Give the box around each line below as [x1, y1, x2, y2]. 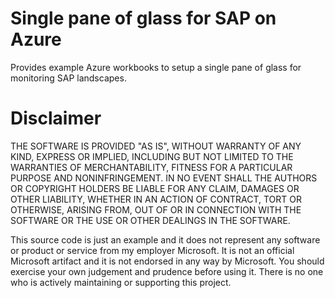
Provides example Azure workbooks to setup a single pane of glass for [10, 61, 302, 73]
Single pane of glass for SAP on [10, 7, 277, 30]
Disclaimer [10, 107, 102, 130]
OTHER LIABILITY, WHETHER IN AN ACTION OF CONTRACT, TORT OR [10, 193, 302, 205]
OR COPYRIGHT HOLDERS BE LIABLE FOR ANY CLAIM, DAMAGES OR [10, 182, 300, 194]
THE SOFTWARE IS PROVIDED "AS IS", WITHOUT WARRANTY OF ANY [10, 140, 302, 152]
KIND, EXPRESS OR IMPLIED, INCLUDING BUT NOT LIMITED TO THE [10, 150, 294, 162]
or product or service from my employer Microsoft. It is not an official [10, 244, 295, 256]
